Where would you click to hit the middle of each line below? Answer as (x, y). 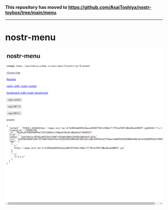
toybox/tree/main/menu (31, 12)
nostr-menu (30, 37)
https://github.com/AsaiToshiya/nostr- (110, 7)
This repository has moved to (36, 7)
